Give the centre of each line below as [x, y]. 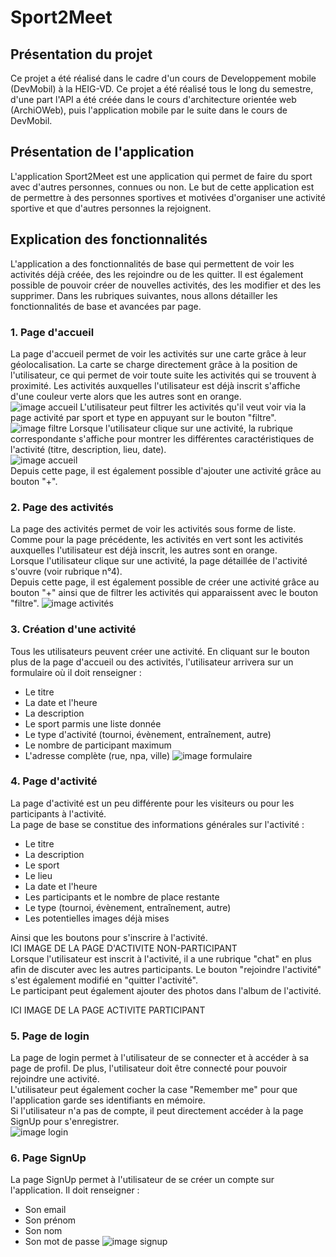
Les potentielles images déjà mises [97, 918]
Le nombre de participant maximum [98, 745]
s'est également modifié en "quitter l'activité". [104, 980]
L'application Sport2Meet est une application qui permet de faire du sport [161, 176]
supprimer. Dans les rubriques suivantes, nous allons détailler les [144, 295]
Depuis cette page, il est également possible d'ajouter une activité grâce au [166, 470]
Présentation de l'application [102, 152]
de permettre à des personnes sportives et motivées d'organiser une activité [168, 197]
